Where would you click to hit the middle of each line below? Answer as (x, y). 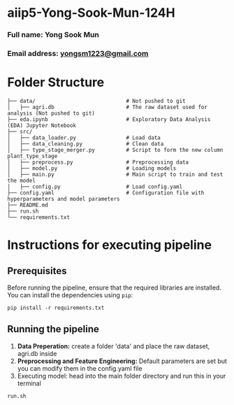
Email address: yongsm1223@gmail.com (78, 54)
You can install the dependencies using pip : (70, 294)
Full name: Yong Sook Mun (53, 35)
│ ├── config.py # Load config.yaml (95, 187)
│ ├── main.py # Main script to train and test (115, 174)
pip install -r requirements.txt (56, 308)
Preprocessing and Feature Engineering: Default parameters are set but (122, 361)
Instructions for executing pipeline (109, 245)
